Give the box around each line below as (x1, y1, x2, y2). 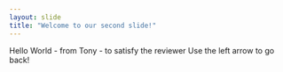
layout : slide (9, 12, 62, 22)
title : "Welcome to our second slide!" (9, 21, 157, 30)
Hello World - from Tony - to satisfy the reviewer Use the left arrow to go (9, 45, 275, 55)
